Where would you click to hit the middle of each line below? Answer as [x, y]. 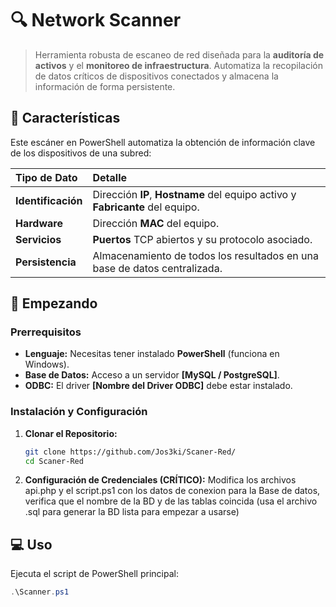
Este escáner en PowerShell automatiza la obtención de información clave [163, 142]
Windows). [47, 364]
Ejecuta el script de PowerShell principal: [94, 574]
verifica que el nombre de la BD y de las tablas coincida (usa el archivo [171, 501]
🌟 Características [65, 118]
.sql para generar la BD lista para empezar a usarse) [132, 512]
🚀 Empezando [54, 303]
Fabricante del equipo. [146, 207]
